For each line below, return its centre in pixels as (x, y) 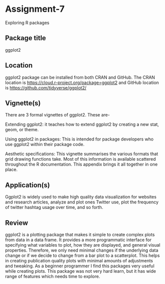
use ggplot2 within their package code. (45, 144)
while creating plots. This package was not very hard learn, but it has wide (81, 271)
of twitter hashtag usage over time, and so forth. (54, 207)
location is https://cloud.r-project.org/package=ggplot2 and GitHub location (82, 83)
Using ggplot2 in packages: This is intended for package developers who (79, 139)
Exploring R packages (27, 23)
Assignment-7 (35, 9)
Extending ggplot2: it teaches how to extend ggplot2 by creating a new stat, (82, 124)
